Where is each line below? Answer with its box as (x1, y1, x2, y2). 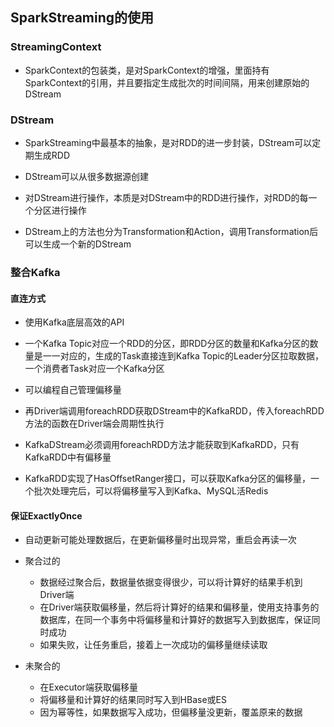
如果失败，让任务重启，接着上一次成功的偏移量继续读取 (39, 639, 268, 651)
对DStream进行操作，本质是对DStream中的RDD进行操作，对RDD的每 (24, 191, 309, 203)
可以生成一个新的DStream (24, 238, 132, 250)
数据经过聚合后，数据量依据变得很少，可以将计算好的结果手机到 (39, 576, 303, 588)
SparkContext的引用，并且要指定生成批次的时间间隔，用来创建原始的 (24, 76, 310, 88)
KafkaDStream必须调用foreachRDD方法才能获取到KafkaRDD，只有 (24, 439, 300, 451)
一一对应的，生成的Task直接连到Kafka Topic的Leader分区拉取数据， (42, 350, 325, 362)
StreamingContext (10, 40, 102, 54)
